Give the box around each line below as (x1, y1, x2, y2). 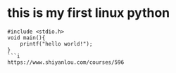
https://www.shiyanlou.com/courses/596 (7, 58, 125, 66)
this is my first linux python (7, 5, 170, 21)
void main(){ (7, 34, 46, 41)
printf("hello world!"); (20, 40, 93, 47)
